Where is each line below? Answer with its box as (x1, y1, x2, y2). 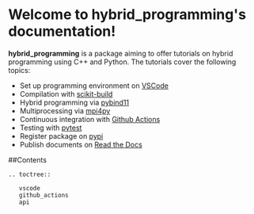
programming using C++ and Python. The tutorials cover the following (8, 57, 237, 67)
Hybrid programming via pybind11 (19, 97, 130, 107)
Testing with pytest (19, 123, 82, 132)
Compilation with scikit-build (19, 89, 113, 98)
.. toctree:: (8, 170, 51, 178)
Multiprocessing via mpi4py (19, 105, 111, 116)
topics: (8, 65, 31, 75)
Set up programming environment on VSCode (19, 81, 169, 90)
